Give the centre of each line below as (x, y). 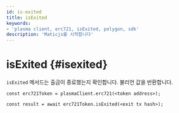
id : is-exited (24, 12)
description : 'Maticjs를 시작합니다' (50, 35)
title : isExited (27, 18)
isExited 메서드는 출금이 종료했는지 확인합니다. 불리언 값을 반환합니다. (90, 82)
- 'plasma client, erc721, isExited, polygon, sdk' (73, 29)
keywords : (19, 23)
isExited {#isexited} (57, 65)
